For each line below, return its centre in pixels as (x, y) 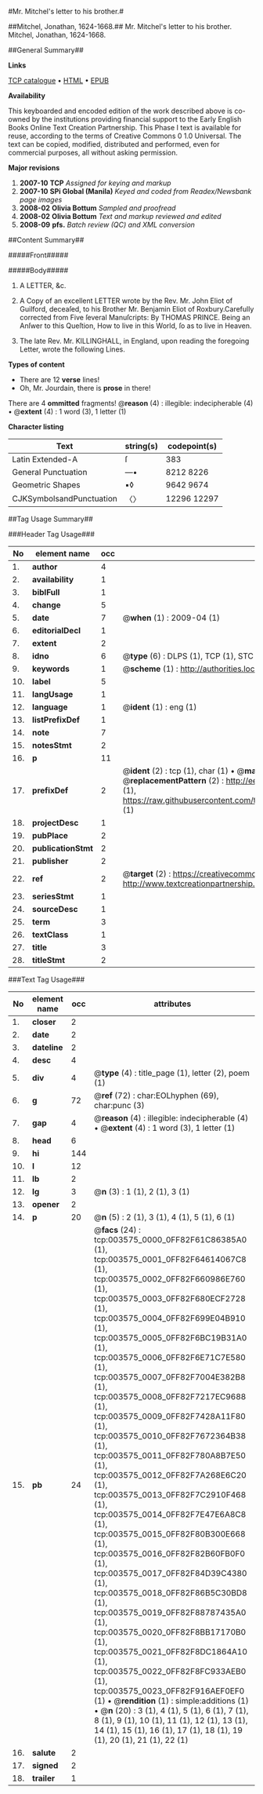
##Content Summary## (46, 240)
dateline (48, 1047)
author (45, 567)
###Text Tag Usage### (47, 979)
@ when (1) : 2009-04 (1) (171, 618)
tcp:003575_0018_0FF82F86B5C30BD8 (171, 1593)
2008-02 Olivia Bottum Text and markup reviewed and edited (120, 216)
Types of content (36, 365)
